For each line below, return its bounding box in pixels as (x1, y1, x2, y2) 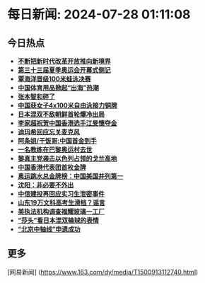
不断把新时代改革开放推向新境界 (17, 57, 111, 65)
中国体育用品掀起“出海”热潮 (17, 83, 99, 92)
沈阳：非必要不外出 (17, 181, 74, 189)
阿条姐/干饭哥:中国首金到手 (17, 137, 97, 145)
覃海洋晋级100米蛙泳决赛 (17, 75, 91, 83)
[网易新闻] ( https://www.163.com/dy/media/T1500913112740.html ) (7, 267, 199, 276)
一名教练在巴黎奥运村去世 (17, 146, 93, 154)
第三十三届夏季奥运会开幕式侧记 (17, 66, 111, 74)
